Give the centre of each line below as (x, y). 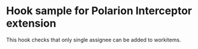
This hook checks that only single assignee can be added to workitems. (94, 40)
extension (31, 23)
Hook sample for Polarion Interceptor (99, 11)
